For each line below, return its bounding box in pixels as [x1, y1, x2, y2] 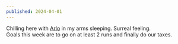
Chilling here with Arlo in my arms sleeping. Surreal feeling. [6, 25, 151, 32]
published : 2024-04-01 [6, 8, 62, 15]
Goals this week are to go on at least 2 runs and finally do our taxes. [6, 31, 173, 38]
